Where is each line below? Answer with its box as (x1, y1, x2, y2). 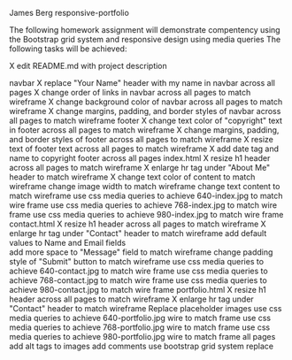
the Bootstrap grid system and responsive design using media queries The (9, 34, 281, 44)
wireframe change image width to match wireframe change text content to (9, 181, 280, 191)
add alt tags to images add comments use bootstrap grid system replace (9, 341, 274, 351)
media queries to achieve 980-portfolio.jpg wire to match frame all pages (9, 332, 276, 341)
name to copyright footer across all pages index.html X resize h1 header (9, 153, 271, 163)
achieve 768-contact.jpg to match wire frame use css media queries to (9, 275, 267, 286)
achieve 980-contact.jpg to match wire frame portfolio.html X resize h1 (9, 285, 267, 295)
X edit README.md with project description (9, 61, 168, 71)
